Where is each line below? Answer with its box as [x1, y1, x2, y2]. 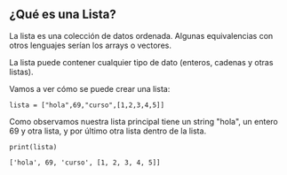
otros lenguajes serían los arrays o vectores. [9, 40, 171, 50]
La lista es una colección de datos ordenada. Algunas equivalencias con [9, 30, 274, 41]
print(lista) [9, 142, 58, 151]
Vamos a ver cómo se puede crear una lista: [9, 83, 171, 94]
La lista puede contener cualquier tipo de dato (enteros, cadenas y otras [9, 57, 274, 67]
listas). [9, 66, 34, 77]
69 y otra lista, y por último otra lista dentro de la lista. [9, 126, 207, 136]
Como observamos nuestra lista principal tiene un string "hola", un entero [9, 116, 278, 126]
